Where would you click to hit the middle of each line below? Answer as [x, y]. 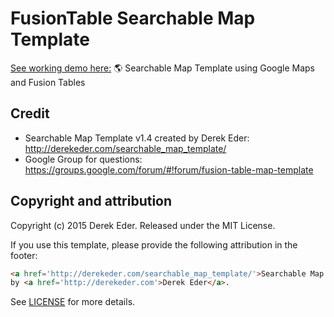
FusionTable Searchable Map [133, 18]
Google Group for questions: [83, 159]
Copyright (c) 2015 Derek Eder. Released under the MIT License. [143, 225]
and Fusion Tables [48, 82]
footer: [24, 255]
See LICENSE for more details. [73, 302]
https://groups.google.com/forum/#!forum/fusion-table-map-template [169, 169]
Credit [30, 113]
